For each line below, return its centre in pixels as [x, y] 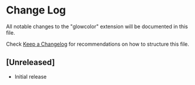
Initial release [30, 76]
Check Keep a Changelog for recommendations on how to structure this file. [98, 44]
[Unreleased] [31, 62]
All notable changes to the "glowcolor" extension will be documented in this [97, 26]
